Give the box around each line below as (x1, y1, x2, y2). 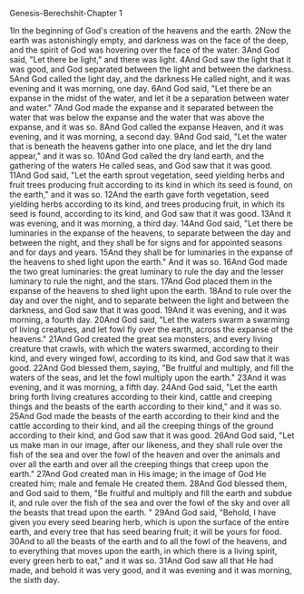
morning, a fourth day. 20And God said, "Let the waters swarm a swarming (9, 315, 290, 325)
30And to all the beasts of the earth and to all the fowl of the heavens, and (9, 536, 288, 547)
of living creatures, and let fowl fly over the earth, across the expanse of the (9, 324, 293, 335)
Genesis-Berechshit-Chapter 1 (9, 8, 123, 18)
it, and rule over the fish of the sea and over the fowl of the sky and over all (9, 498, 290, 508)
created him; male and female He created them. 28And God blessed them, (9, 478, 288, 489)
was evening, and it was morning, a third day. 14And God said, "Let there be (9, 218, 293, 229)
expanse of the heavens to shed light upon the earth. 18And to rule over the (9, 286, 292, 296)
